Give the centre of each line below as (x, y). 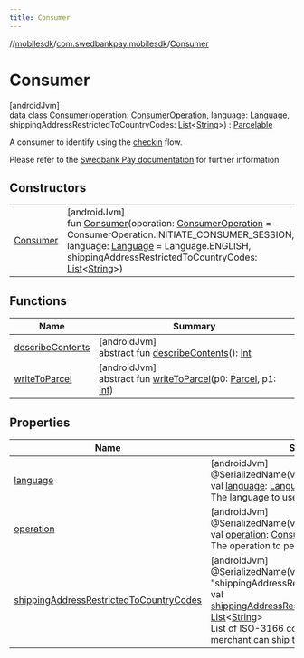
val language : (239, 486)
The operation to (246, 546)
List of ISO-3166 (247, 628)
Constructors (48, 188)
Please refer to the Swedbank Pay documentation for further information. (146, 159)
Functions (38, 301)
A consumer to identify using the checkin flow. (96, 142)
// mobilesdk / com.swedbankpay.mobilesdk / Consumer (109, 43)
